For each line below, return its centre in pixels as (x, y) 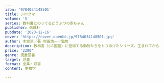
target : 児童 (18, 60)
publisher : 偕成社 (23, 28)
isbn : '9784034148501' (28, 10)
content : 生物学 (21, 69)
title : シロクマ (20, 14)
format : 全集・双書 (23, 64)
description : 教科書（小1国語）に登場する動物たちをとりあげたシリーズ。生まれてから (82, 46)
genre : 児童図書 (20, 55)
